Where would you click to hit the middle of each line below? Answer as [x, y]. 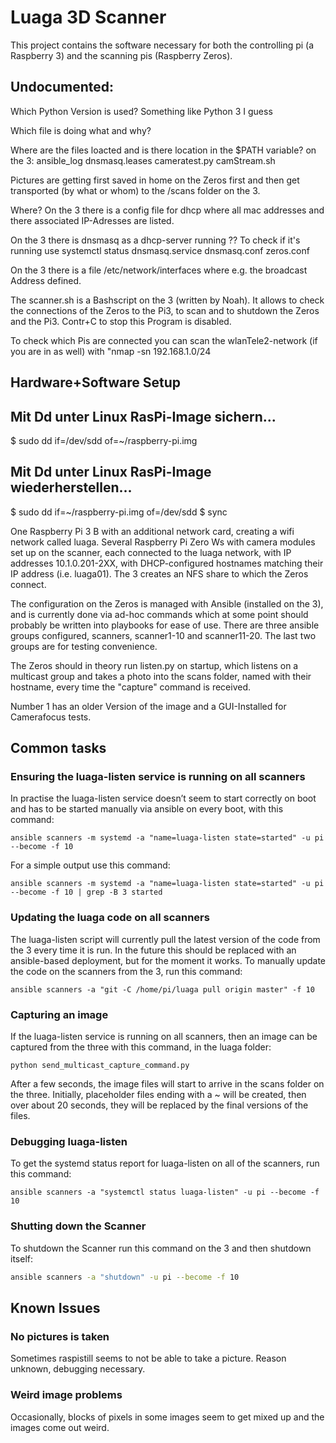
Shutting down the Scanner [78, 1226]
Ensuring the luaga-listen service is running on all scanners [158, 777]
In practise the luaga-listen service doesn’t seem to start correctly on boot [163, 798]
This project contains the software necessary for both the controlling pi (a [162, 45]
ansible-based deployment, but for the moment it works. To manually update [168, 960]
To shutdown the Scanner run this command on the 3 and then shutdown [161, 1248]
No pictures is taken [60, 1336]
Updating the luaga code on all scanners [110, 918]
